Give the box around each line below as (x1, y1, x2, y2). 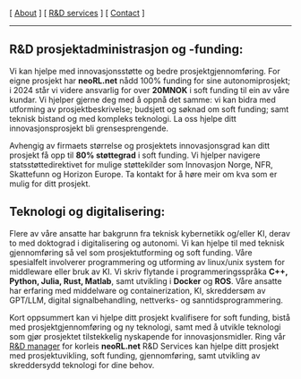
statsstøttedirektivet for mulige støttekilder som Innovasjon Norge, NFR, (9, 159, 273, 169)
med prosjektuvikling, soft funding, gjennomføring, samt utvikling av (9, 349, 261, 361)
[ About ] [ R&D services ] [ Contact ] (9, 8, 145, 18)
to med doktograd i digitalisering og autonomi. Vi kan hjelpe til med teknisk (9, 237, 285, 248)
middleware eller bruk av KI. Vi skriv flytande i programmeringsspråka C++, (9, 266, 288, 277)
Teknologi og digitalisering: (9, 204, 166, 220)
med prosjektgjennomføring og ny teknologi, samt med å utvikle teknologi (9, 322, 281, 332)
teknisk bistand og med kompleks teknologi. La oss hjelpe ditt (9, 113, 237, 124)
